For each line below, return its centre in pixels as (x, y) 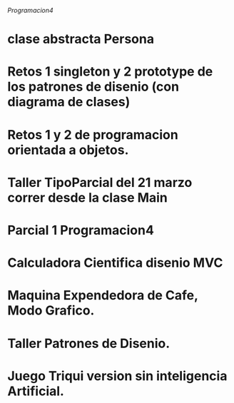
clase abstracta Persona (81, 39)
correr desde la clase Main (87, 197)
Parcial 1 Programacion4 (81, 230)
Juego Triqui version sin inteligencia (117, 376)
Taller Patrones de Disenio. (89, 343)
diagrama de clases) (69, 102)
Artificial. (36, 391)
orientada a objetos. (68, 150)
